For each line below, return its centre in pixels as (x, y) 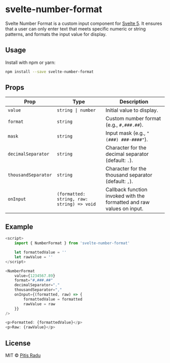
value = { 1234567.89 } (35, 276)
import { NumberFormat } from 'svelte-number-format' (72, 243)
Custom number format (133, 119)
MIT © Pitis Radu (23, 355)
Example (19, 227)
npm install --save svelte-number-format (50, 72)
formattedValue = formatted (53, 299)
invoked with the (125, 196)
